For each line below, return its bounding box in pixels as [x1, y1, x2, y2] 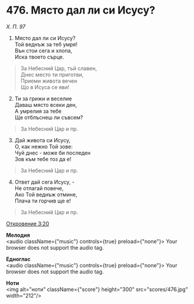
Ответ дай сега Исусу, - [14, 178, 75, 185]
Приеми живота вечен [20, 77, 78, 84]
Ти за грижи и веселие [14, 95, 72, 102]
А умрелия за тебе [14, 107, 62, 115]
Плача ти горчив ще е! [14, 197, 71, 204]
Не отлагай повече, [14, 184, 63, 192]
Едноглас [6, 255, 31, 263]
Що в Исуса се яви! [20, 83, 69, 90]
